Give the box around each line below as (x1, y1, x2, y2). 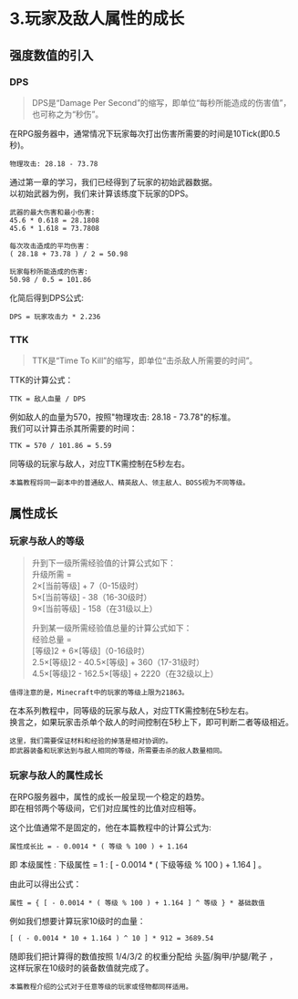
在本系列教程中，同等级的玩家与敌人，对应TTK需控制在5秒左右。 (9, 704, 253, 716)
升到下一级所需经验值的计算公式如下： (31, 557, 176, 568)
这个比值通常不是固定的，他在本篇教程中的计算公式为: (9, 822, 212, 833)
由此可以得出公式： (9, 879, 82, 890)
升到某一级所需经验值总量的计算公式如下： (31, 622, 192, 633)
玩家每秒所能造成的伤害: (9, 266, 88, 276)
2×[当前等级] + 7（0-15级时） (31, 580, 144, 591)
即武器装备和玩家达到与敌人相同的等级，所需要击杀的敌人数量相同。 (9, 745, 227, 755)
